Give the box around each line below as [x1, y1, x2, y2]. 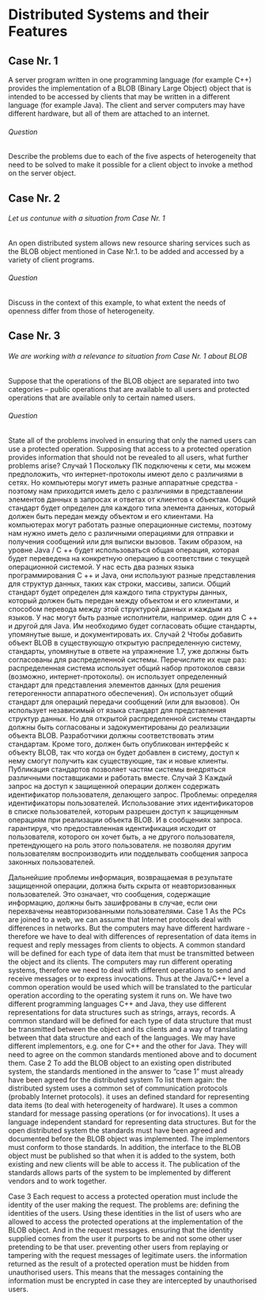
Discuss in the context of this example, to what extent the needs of [8, 298, 226, 307]
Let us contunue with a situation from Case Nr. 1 [8, 213, 165, 223]
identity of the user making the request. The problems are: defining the [8, 1200, 240, 1210]
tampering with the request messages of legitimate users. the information [8, 1250, 248, 1260]
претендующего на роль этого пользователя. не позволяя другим [8, 840, 232, 850]
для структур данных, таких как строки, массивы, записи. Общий [8, 579, 231, 588]
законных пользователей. [8, 857, 96, 867]
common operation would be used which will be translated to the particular [8, 982, 253, 991]
